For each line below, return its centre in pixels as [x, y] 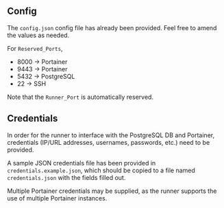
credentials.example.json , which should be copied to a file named [101, 170]
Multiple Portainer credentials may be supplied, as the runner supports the [112, 191]
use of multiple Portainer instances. [57, 198]
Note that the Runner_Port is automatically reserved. [80, 97]
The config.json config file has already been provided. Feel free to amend [112, 27]
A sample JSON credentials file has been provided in [82, 163]
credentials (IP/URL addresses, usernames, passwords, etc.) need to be [109, 142]
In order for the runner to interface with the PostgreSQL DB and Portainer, [111, 135]
